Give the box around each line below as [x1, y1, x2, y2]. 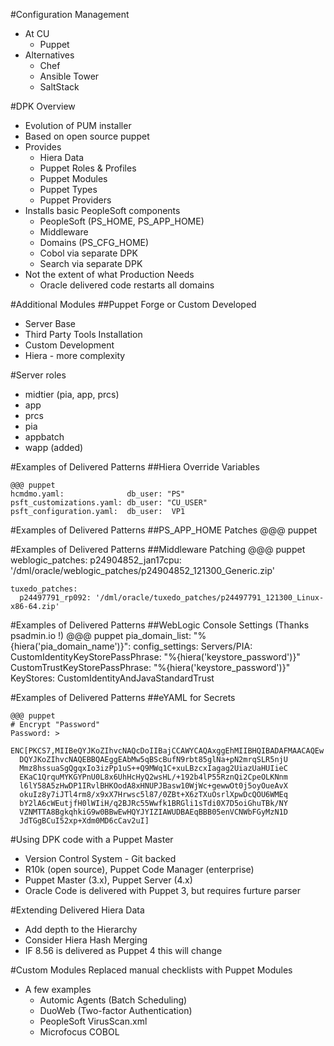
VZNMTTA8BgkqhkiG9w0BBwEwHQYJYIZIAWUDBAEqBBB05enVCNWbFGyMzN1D [19, 807, 288, 817]
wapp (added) [24, 442, 84, 453]
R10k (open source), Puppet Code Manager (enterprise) [24, 864, 255, 875]
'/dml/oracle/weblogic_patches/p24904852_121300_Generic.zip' [10, 565, 275, 576]
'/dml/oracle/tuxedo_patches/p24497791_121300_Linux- [95, 593, 325, 603]
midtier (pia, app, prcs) [24, 389, 120, 400]
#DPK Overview [10, 100, 76, 112]
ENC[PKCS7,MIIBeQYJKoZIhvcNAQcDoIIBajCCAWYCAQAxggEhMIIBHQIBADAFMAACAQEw [10, 746, 325, 756]
